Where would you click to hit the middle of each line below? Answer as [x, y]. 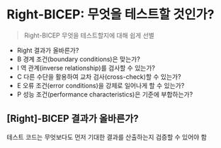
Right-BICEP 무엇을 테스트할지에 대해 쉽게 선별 [89, 35]
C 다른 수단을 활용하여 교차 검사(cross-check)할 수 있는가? [99, 76]
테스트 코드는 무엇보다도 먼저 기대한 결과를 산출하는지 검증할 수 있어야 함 [107, 137]
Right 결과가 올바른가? [48, 50]
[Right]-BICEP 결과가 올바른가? [73, 119]
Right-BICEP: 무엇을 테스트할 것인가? [110, 14]
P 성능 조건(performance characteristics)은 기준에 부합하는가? [105, 94]
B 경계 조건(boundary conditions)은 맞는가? [79, 59]
